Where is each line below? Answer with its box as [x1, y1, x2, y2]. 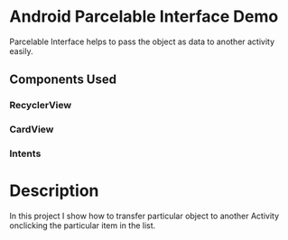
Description [9, 180, 99, 201]
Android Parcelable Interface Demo [9, 6, 279, 27]
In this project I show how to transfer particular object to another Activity [9, 210, 280, 222]
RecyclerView [9, 99, 72, 112]
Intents [9, 147, 42, 160]
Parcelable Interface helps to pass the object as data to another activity [9, 36, 275, 47]
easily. [9, 45, 33, 56]
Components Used [9, 72, 117, 88]
